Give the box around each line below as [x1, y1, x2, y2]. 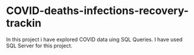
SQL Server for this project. [6, 42, 73, 49]
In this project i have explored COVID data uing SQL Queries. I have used [6, 36, 183, 43]
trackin [6, 16, 42, 30]
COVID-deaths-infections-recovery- [6, 4, 189, 18]
